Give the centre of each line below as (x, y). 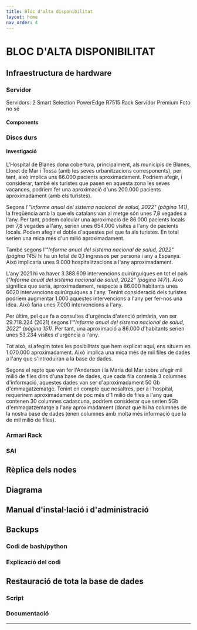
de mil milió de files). (31, 420)
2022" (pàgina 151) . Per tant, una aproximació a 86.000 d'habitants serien (95, 328)
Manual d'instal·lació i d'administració (78, 509)
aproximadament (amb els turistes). (49, 196)
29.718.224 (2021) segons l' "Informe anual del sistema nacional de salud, (95, 322)
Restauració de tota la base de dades (75, 581)
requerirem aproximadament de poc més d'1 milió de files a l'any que (89, 395)
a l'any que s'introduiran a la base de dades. (60, 358)
